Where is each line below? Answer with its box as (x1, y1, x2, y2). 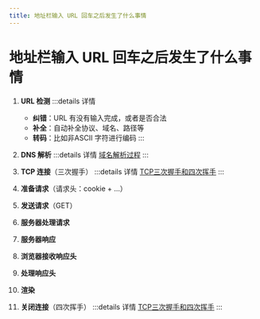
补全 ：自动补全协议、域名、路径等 (32, 123, 145, 132)
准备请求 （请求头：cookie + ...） (20, 184, 128, 193)
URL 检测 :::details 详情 (20, 96, 96, 106)
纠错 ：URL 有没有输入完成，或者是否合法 (32, 113, 167, 123)
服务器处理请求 (20, 217, 70, 227)
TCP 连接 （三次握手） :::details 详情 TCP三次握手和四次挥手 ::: (20, 166, 225, 176)
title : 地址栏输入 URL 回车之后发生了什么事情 (9, 11, 147, 20)
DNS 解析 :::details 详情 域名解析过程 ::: (20, 150, 149, 159)
